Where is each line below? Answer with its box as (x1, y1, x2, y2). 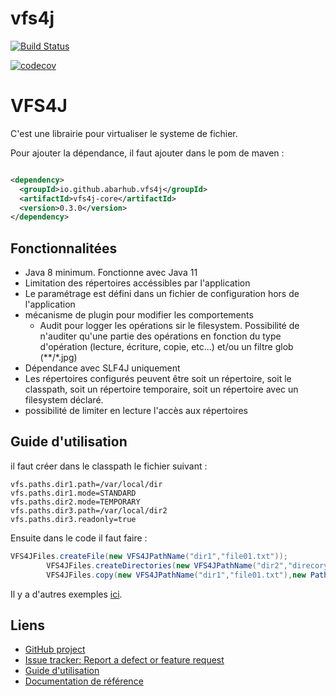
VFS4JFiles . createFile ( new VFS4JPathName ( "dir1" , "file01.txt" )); (10, 551, 288, 561)
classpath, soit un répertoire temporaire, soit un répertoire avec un (24, 383, 299, 396)
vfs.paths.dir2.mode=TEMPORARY (10, 497, 141, 507)
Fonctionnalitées (10, 240, 118, 257)
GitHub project (24, 643, 86, 656)
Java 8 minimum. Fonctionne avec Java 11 (24, 267, 198, 279)
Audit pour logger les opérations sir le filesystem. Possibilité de (39, 320, 300, 332)
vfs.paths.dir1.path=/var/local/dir (10, 479, 163, 489)
